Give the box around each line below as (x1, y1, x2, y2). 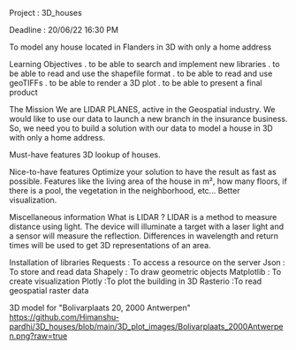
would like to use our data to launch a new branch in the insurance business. (9, 114, 288, 124)
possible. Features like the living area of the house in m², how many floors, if (9, 176, 287, 186)
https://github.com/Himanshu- (9, 312, 119, 322)
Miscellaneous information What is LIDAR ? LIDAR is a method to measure (9, 212, 277, 222)
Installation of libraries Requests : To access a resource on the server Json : (9, 257, 285, 268)
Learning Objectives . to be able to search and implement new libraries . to (9, 59, 280, 69)
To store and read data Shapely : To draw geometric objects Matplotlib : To (9, 267, 282, 277)
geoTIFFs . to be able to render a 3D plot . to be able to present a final (9, 78, 262, 87)
